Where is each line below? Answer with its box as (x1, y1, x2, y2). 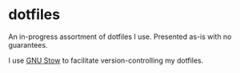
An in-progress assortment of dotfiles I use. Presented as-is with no (8, 32, 232, 41)
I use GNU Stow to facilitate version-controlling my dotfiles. (8, 56, 204, 65)
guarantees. (8, 40, 48, 49)
